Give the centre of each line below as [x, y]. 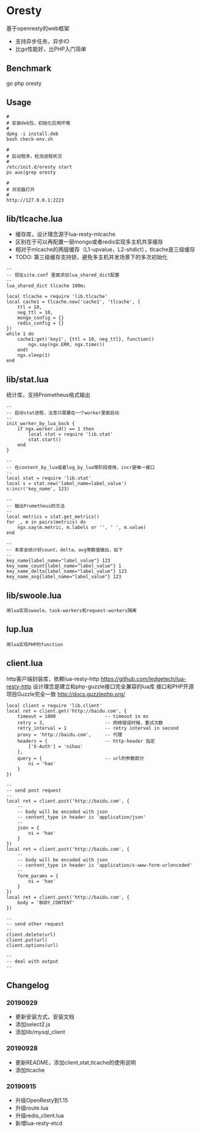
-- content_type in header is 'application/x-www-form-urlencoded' [105, 865]
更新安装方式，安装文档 [45, 1017]
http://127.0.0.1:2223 [35, 200]
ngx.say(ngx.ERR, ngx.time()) [67, 345]
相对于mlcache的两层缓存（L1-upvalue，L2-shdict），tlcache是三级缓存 [105, 250]
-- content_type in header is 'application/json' [82, 817]
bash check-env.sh [30, 139]
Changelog [28, 985]
